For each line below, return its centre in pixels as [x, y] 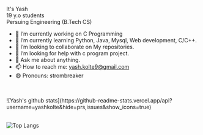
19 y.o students [25, 15]
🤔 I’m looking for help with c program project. [72, 53]
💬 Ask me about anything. [48, 60]
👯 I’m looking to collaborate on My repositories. [75, 47]
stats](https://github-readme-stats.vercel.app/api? [109, 100]
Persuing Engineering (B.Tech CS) [49, 22]
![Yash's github [25, 100]
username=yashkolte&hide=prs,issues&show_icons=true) [79, 107]
